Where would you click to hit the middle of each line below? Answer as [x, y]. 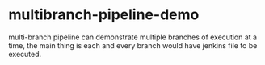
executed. [25, 54]
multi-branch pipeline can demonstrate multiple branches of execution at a [132, 37]
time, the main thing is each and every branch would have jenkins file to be [133, 45]
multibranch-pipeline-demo [104, 15]
